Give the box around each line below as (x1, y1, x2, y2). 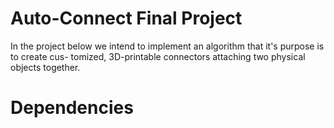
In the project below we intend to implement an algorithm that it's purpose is (10, 40, 325, 52)
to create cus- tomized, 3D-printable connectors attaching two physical (10, 50, 306, 62)
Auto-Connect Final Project (10, 7, 243, 30)
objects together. (10, 61, 81, 73)
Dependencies (10, 97, 134, 119)
